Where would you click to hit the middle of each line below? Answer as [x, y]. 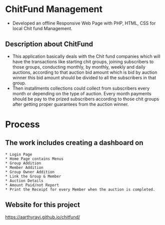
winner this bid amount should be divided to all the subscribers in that [84, 77]
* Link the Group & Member [33, 176]
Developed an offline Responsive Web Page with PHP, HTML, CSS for [84, 23]
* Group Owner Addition [30, 172]
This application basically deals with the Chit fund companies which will [86, 56]
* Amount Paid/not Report [32, 185]
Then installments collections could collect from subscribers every [81, 88]
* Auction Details [24, 181]
